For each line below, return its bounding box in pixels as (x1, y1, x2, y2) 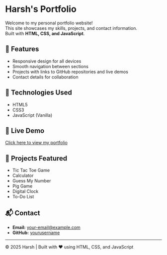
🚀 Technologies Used (5, 88, 72, 97)
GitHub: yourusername (12, 230, 60, 236)
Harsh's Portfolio (5, 3, 77, 15)
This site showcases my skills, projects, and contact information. (5, 25, 138, 31)
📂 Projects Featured (5, 154, 68, 163)
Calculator (12, 172, 34, 178)
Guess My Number (12, 178, 51, 184)
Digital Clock (12, 188, 39, 194)
